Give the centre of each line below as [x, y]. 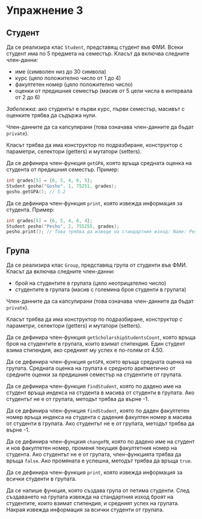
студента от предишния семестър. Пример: [63, 169]
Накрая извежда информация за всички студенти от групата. [85, 510]
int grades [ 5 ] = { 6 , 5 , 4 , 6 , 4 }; [50, 220]
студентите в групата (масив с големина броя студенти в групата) [100, 290]
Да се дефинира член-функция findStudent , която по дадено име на [94, 387]
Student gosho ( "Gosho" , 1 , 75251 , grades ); [62, 186]
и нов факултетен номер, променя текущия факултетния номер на [92, 448]
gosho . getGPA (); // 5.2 [36, 191]
